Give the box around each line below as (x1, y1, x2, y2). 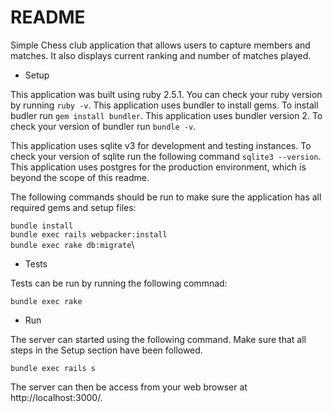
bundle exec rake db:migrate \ (10, 238, 135, 250)
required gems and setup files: (10, 201, 137, 213)
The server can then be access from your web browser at (10, 381, 248, 393)
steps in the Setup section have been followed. (10, 344, 203, 356)
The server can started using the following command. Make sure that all (10, 333, 307, 345)
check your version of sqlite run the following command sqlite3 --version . (10, 150, 322, 162)
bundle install (10, 221, 74, 231)
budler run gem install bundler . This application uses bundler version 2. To (10, 109, 323, 121)
